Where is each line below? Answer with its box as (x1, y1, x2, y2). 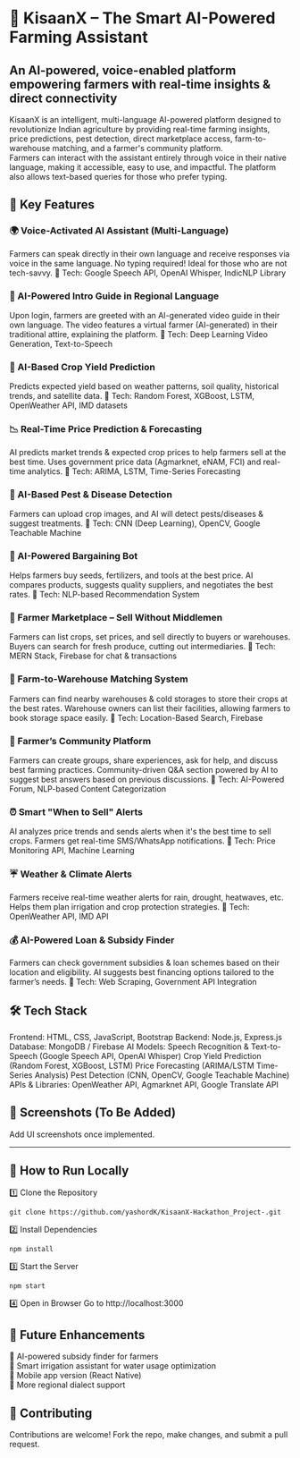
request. (9, 1439, 40, 1450)
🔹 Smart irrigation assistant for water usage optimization (9, 1361, 217, 1371)
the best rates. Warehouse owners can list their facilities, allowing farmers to (9, 702, 291, 714)
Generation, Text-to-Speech (9, 338, 113, 349)
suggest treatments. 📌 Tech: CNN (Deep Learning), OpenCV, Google (9, 518, 261, 529)
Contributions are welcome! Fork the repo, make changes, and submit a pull (9, 1429, 288, 1440)
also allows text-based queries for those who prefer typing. (9, 172, 228, 182)
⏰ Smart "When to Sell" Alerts (9, 805, 143, 818)
